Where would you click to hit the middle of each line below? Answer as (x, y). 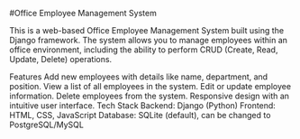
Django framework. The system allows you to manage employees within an (149, 40)
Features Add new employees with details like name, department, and (139, 77)
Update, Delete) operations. (61, 59)
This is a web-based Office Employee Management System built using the (147, 30)
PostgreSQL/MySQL (46, 125)
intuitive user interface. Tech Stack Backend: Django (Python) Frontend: (143, 106)
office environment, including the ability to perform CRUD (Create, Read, (144, 50)
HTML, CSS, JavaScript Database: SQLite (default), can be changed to (140, 115)
